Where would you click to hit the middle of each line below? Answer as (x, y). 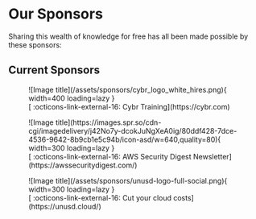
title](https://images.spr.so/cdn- (108, 122)
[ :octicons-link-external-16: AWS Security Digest (110, 156)
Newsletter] (212, 156)
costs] (184, 197)
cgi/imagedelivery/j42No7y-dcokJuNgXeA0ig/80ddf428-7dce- (133, 130)
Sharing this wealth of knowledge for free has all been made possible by (128, 36)
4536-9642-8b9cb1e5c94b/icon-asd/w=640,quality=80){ (125, 139)
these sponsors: (35, 44)
